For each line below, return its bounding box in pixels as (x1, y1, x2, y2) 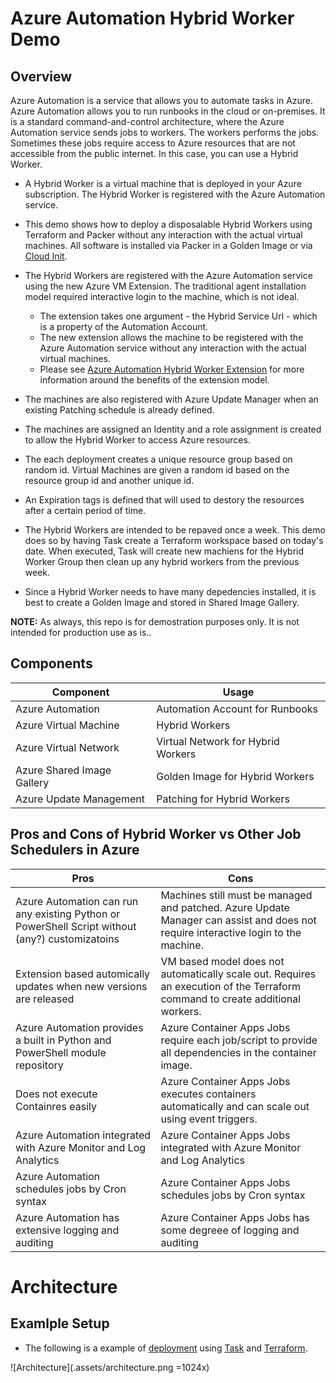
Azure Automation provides (15, 1020, 144, 1034)
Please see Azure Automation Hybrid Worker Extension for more (39, 363, 305, 375)
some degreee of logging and (160, 1223, 300, 1237)
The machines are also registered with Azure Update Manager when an (24, 393, 319, 405)
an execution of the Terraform (160, 979, 301, 993)
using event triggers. (160, 1112, 258, 1126)
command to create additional (160, 992, 302, 1006)
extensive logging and (15, 1223, 120, 1237)
